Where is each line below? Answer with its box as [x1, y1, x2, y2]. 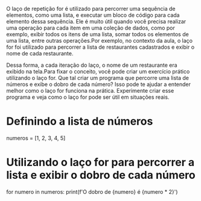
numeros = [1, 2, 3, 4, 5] [6, 134, 66, 141]
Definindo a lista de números [6, 114, 153, 128]
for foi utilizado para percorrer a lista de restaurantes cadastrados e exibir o [6, 43, 195, 51]
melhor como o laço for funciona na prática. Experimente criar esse [6, 87, 174, 94]
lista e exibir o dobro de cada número [6, 169, 196, 182]
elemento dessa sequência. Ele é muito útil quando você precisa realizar [6, 18, 187, 25]
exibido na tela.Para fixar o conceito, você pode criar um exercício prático [6, 68, 190, 75]
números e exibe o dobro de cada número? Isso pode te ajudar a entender [6, 81, 191, 88]
